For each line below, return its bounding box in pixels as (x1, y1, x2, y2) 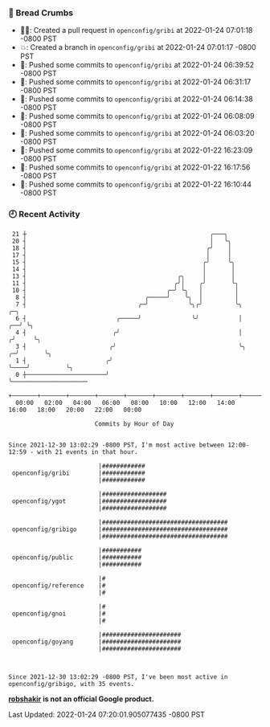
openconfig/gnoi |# (11, 610, 106, 618)
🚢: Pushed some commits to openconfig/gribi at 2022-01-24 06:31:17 (19, 77, 252, 87)
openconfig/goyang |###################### (11, 638, 182, 646)
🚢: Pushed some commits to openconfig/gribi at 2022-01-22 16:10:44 (19, 180, 252, 190)
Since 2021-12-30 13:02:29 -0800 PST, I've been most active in (8, 672, 228, 681)
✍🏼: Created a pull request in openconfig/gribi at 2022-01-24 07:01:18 (19, 26, 253, 35)
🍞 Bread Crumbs (8, 7, 74, 18)
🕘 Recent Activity (8, 209, 80, 220)
